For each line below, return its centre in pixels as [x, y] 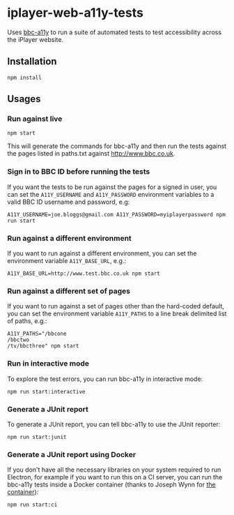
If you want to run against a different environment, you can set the [102, 253]
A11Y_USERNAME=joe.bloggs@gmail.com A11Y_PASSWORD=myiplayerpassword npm [117, 214]
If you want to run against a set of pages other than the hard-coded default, [116, 306]
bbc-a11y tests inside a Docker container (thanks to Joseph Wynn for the [111, 485]
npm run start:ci [32, 505]
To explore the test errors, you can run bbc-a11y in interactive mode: [105, 379]
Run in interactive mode [48, 364]
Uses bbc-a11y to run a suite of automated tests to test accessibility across [114, 32]
